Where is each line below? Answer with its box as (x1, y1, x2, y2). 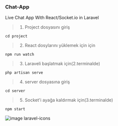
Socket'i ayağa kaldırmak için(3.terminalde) (24, 97, 113, 103)
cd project (5, 34, 28, 39)
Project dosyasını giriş (24, 24, 70, 30)
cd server (5, 88, 26, 93)
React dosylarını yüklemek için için (24, 42, 96, 48)
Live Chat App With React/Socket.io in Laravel (5, 15, 99, 21)
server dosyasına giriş (24, 79, 70, 85)
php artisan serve (5, 70, 43, 75)
